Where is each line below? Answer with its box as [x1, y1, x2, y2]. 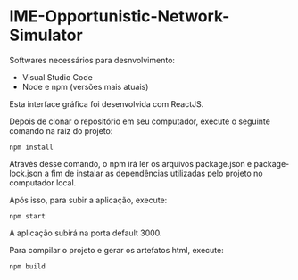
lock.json [9, 168, 43, 178]
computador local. [9, 177, 77, 188]
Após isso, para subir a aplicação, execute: [9, 194, 168, 205]
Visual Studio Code [21, 71, 94, 82]
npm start [9, 211, 46, 220]
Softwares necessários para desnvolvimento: [9, 54, 176, 65]
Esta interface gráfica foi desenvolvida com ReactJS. [9, 98, 204, 109]
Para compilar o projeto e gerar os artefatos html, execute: [9, 244, 225, 255]
